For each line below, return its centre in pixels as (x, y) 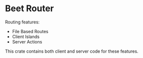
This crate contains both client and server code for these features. (72, 51)
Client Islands (26, 37)
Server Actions (27, 41)
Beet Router (30, 9)
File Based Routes (30, 31)
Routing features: (22, 22)
